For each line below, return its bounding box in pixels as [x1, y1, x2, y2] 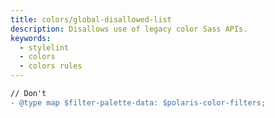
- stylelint [19, 42, 70, 53]
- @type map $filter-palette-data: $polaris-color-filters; [10, 97, 267, 108]
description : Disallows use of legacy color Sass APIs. [10, 24, 248, 34]
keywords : [10, 33, 52, 43]
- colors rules [19, 61, 83, 71]
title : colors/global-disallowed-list [10, 14, 172, 25]
